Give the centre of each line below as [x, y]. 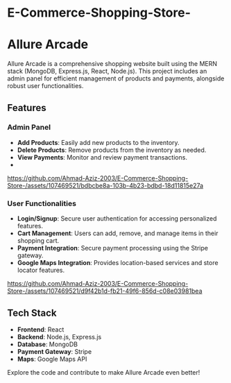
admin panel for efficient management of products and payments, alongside [116, 78]
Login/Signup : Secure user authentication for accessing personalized [117, 219]
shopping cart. [38, 241]
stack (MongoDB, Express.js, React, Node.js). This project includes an [107, 71]
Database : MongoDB [48, 344]
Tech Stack [32, 313]
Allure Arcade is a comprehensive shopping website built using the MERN [112, 64]
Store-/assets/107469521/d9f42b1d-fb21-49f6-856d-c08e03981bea [105, 291]
